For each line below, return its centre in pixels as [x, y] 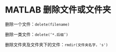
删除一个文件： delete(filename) [37, 24]
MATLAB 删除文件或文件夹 [58, 10]
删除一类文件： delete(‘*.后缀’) [37, 34]
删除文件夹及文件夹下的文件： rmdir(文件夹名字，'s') [57, 44]
